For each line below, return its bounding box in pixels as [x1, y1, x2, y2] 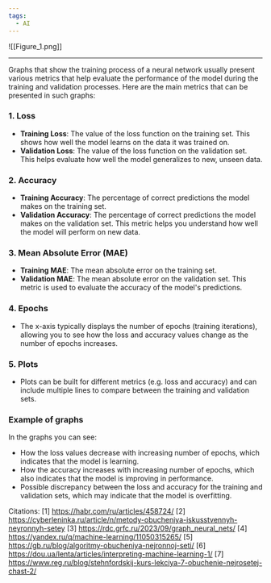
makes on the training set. [19, 202, 107, 211]
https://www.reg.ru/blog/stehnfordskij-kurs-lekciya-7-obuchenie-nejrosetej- [8, 558, 263, 568]
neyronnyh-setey [8, 523, 66, 533]
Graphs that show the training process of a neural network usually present [8, 65, 256, 74]
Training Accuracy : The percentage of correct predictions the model [19, 193, 250, 202]
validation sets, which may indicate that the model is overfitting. [19, 491, 232, 501]
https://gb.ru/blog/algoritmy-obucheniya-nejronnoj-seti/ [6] [8, 541, 206, 551]
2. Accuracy [8, 174, 57, 185]
